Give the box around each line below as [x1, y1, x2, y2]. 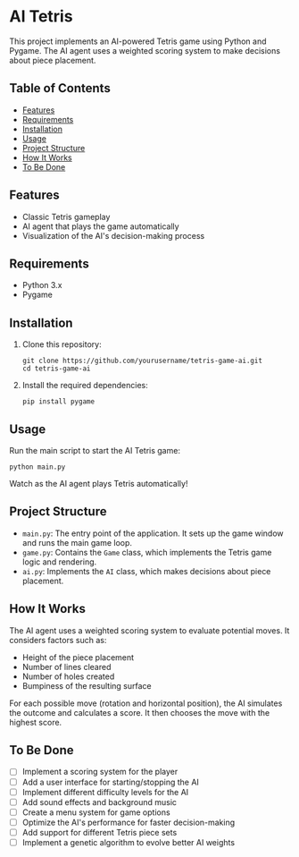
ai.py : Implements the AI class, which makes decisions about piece [21, 565, 271, 576]
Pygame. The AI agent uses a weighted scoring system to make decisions [9, 45, 281, 55]
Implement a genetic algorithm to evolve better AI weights [21, 836, 235, 847]
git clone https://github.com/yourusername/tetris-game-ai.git [21, 356, 263, 366]
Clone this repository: [21, 339, 102, 350]
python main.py [9, 462, 66, 471]
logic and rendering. [21, 556, 97, 567]
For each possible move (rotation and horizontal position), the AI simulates [9, 698, 283, 709]
